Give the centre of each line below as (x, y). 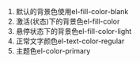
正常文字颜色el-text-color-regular (70, 41)
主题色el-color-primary (53, 51)
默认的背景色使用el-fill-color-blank (72, 11)
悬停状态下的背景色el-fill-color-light (74, 31)
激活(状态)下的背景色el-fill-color (68, 21)
